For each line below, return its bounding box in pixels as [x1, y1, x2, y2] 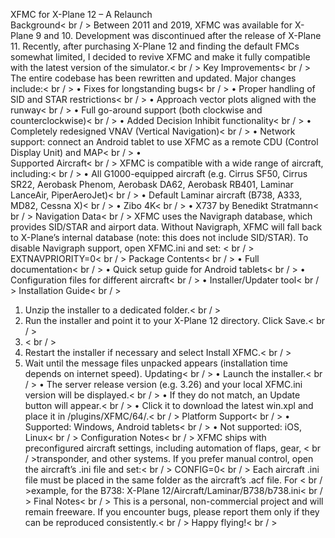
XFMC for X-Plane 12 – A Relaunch [10, 9, 153, 20]
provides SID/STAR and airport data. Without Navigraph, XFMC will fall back [10, 221, 323, 233]
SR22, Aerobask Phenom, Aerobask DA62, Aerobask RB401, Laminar [10, 179, 294, 190]
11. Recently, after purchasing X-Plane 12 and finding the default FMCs [10, 40, 300, 52]
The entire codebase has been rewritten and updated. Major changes [10, 72, 297, 84]
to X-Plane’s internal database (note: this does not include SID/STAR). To [10, 232, 309, 243]
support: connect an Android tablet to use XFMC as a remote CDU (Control [10, 136, 319, 148]
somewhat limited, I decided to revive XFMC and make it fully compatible [10, 51, 311, 63]
